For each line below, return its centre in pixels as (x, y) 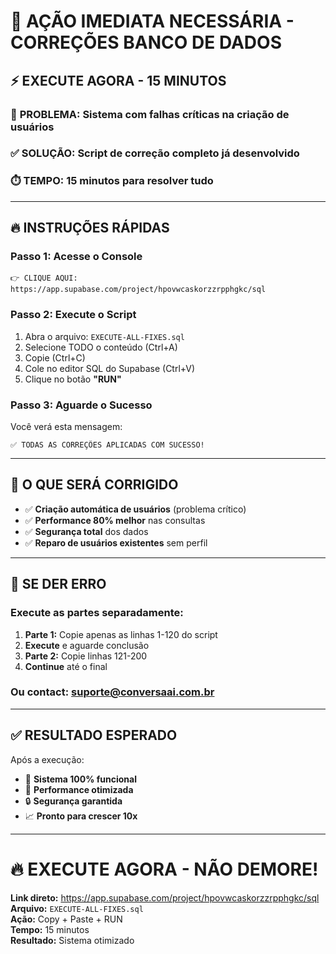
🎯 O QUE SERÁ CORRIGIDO (94, 485)
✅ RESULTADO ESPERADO (94, 735)
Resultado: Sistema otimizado (72, 940)
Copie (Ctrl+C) (55, 357)
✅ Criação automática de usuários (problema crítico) (135, 509)
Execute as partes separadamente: (97, 613)
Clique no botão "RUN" (73, 379)
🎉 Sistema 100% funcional (80, 779)
